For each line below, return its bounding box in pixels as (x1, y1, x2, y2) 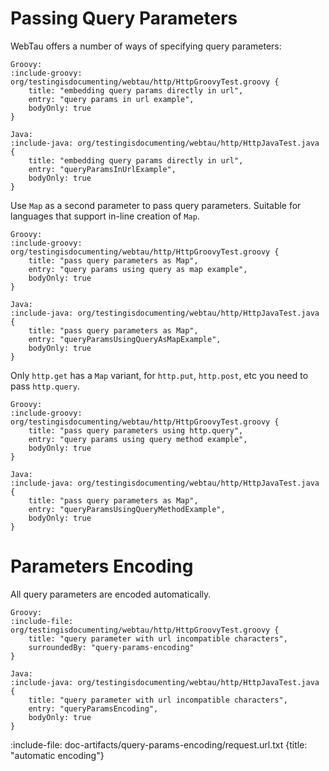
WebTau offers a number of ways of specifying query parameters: (10, 40, 282, 52)
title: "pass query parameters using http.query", (28, 425, 244, 436)
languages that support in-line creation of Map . (10, 210, 200, 222)
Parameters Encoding (10, 555, 194, 578)
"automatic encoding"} (10, 749, 105, 761)
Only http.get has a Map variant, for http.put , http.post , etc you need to (10, 369, 309, 381)
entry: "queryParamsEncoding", (28, 703, 159, 714)
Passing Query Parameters (10, 7, 238, 30)
